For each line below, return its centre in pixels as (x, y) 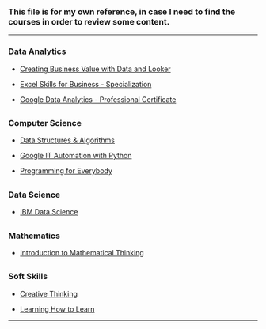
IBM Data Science (49, 212)
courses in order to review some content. (89, 21)
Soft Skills (28, 277)
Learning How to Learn (57, 309)
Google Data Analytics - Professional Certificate (98, 99)
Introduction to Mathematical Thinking (82, 252)
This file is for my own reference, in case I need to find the (122, 12)
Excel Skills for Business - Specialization (85, 84)
